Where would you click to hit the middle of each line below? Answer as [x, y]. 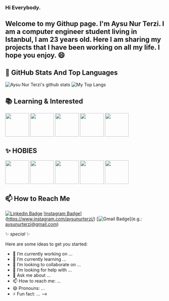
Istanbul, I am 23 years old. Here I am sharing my [83, 40]
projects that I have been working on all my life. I [82, 48]
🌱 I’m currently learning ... [39, 259]
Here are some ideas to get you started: [47, 244]
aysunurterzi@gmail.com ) [32, 224]
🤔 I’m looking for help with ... [42, 270]
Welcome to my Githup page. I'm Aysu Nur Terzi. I [85, 24]
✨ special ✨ [18, 234]
